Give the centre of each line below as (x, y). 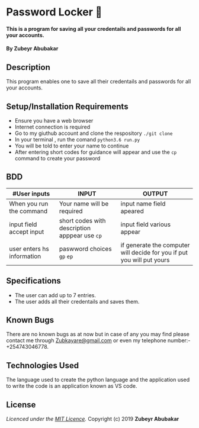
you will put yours (145, 260)
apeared (132, 211)
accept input (27, 231)
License (21, 405)
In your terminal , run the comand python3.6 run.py (77, 139)
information (25, 256)
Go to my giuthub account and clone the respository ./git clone (94, 133)
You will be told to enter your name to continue (72, 146)
